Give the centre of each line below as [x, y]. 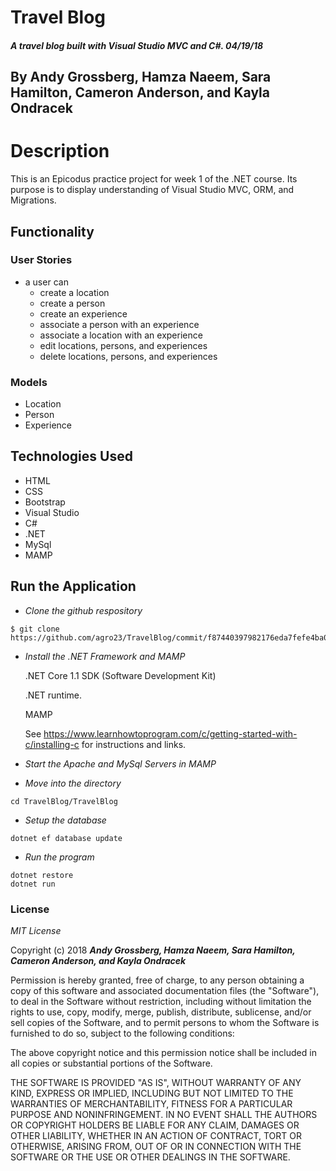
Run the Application [73, 586]
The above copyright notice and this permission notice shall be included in [163, 1053]
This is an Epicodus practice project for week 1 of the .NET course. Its [154, 179]
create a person [72, 303]
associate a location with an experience [121, 335]
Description [60, 151]
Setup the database [65, 820]
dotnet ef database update [66, 838]
